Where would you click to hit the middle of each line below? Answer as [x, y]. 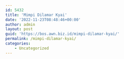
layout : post [19, 29]
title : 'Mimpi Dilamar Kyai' [36, 15]
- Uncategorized [32, 48]
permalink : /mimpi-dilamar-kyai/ [41, 39]
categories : [18, 44]
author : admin [20, 24]
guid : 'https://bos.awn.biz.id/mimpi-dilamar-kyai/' [63, 34]
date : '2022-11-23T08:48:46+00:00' [43, 19]
